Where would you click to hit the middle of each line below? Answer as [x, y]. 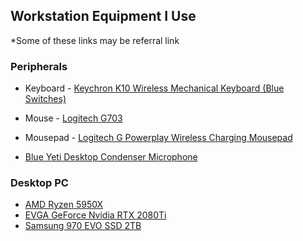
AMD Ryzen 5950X [64, 205]
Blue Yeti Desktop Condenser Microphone [111, 157]
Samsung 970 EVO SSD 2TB [83, 226]
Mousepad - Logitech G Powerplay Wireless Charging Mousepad [158, 138]
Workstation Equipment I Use [103, 16]
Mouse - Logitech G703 [73, 118]
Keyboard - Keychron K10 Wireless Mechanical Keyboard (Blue [154, 88]
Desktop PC [39, 183]
